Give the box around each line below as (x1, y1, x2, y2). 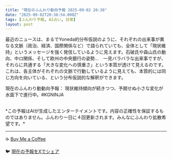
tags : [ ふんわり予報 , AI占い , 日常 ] (5, 17, 76, 22)
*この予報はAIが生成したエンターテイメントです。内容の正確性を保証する (5, 108, 160, 114)
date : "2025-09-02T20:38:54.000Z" (5, 12, 79, 17)
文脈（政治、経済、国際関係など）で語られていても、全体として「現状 (14, 43, 162, 49)
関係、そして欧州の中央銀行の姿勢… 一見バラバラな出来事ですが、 (23, 56, 166, 62)
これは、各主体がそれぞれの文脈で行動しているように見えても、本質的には (5, 68, 162, 74)
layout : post (5, 21, 33, 27)
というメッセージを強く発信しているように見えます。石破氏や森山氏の (14, 49, 162, 55)
